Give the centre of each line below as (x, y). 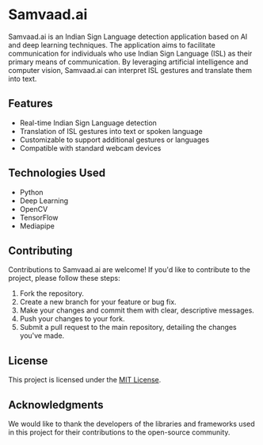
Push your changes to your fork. (72, 319)
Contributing (40, 250)
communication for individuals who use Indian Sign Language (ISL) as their (130, 53)
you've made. (42, 336)
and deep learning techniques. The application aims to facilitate (112, 44)
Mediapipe (37, 226)
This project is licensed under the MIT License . (85, 380)
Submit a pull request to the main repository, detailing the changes (128, 328)
